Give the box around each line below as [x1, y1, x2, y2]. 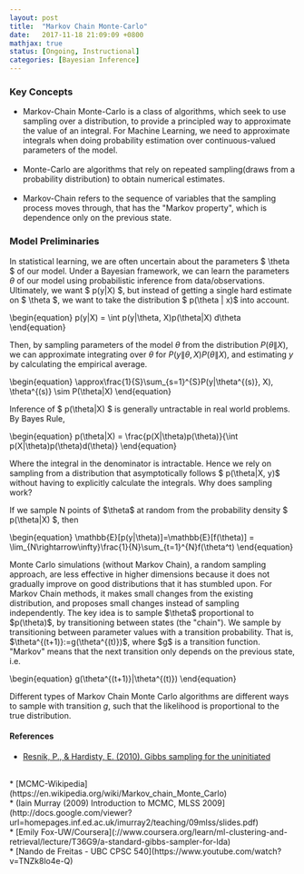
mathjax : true [9, 38, 64, 48]
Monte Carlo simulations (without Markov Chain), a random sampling [9, 559, 267, 570]
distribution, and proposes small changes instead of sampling [9, 597, 240, 609]
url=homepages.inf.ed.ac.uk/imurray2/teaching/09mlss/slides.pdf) [9, 817, 259, 828]
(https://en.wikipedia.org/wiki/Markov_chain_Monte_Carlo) [9, 788, 227, 799]
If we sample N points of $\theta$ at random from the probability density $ [9, 504, 289, 515]
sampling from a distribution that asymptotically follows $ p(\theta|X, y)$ [9, 467, 280, 478]
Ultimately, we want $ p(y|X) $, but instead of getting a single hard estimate [9, 284, 292, 295]
